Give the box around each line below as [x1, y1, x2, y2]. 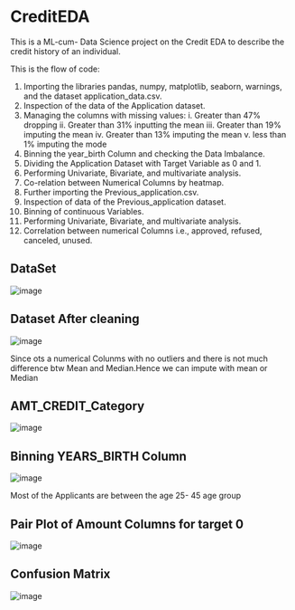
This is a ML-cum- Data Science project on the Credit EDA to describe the [10, 36, 285, 47]
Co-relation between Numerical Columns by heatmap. [23, 176, 225, 187]
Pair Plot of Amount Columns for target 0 [10, 516, 244, 531]
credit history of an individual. [10, 45, 121, 56]
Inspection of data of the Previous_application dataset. [23, 196, 226, 207]
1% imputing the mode [23, 138, 107, 149]
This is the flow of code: [10, 63, 100, 74]
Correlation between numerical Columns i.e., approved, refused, [23, 224, 263, 236]
